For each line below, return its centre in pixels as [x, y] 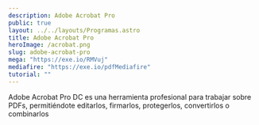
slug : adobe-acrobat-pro [49, 52]
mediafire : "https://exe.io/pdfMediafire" [79, 67]
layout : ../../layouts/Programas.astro [74, 30]
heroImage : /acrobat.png [49, 45]
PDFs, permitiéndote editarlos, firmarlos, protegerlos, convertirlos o [119, 105]
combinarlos [29, 114]
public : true [30, 23]
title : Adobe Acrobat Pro [51, 38]
